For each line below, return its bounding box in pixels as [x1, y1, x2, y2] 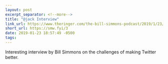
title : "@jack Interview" [5, 16, 59, 21]
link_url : [5, 21, 26, 26]
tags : [5, 35, 16, 40]
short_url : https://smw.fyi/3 [5, 26, 68, 31]
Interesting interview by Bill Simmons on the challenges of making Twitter [5, 48, 156, 55]
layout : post [5, 7, 32, 12]
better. [5, 54, 19, 60]
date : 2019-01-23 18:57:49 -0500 [5, 30, 75, 35]
